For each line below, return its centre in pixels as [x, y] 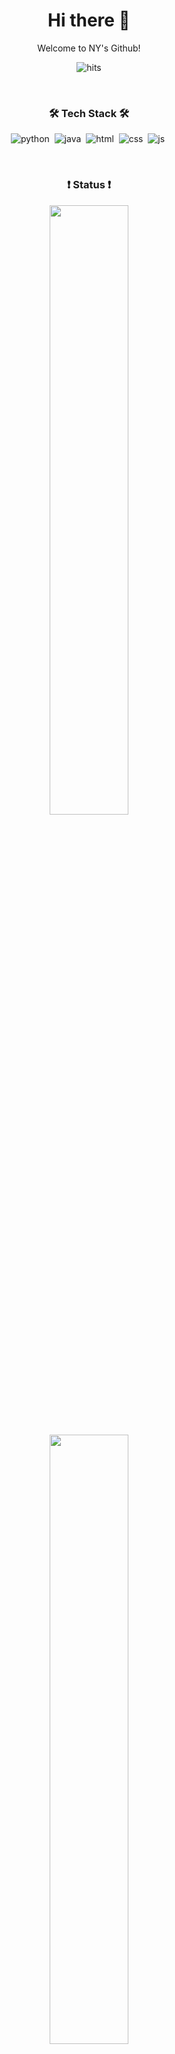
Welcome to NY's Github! [89, 48]
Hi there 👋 [89, 20]
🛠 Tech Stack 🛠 [89, 113]
